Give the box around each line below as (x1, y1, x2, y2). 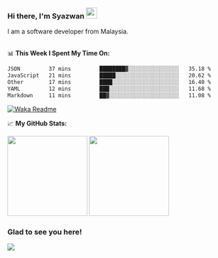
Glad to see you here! (7, 227, 82, 237)
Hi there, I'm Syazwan (7, 11, 85, 21)
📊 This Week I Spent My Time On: (7, 49, 110, 58)
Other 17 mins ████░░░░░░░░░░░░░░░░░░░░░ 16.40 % (7, 79, 212, 86)
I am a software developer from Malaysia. (7, 27, 129, 36)
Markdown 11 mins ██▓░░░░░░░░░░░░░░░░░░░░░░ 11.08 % (7, 92, 212, 99)
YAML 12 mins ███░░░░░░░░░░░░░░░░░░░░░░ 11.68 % (7, 85, 212, 92)
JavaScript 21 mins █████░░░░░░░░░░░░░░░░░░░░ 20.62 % (7, 72, 212, 80)
